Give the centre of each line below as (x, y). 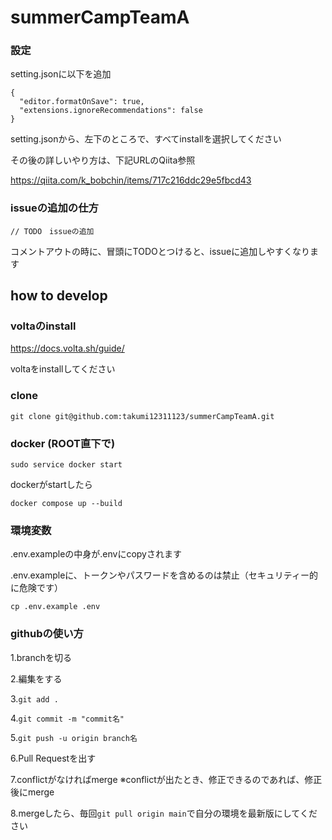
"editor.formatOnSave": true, (82, 102)
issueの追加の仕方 (54, 208)
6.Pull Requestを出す (53, 758)
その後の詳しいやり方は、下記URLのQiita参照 (103, 160)
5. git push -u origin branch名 (74, 737)
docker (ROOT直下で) (63, 443)
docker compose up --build (66, 504)
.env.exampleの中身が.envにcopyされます (96, 554)
